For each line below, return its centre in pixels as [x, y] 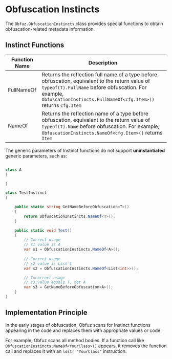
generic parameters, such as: [36, 156]
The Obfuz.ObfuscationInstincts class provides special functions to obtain [84, 24]
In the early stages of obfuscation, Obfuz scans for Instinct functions [78, 325]
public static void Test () [43, 230]
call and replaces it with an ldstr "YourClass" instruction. [66, 351]
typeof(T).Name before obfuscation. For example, [101, 126]
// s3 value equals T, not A [55, 282]
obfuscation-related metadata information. [50, 29]
